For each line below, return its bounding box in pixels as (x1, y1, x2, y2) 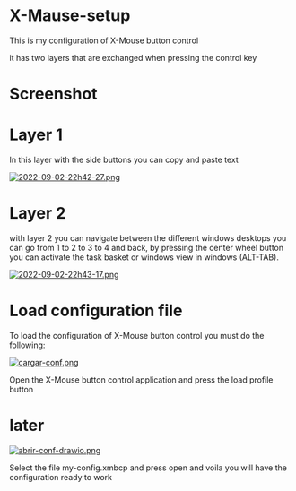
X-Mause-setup (9, 5, 131, 26)
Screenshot (9, 84, 98, 104)
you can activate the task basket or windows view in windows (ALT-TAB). (9, 252, 280, 263)
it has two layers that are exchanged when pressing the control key (9, 52, 257, 63)
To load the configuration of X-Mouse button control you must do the (9, 330, 265, 340)
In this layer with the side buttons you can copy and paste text (9, 154, 239, 166)
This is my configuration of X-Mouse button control (9, 35, 199, 46)
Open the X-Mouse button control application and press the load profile (9, 374, 274, 385)
